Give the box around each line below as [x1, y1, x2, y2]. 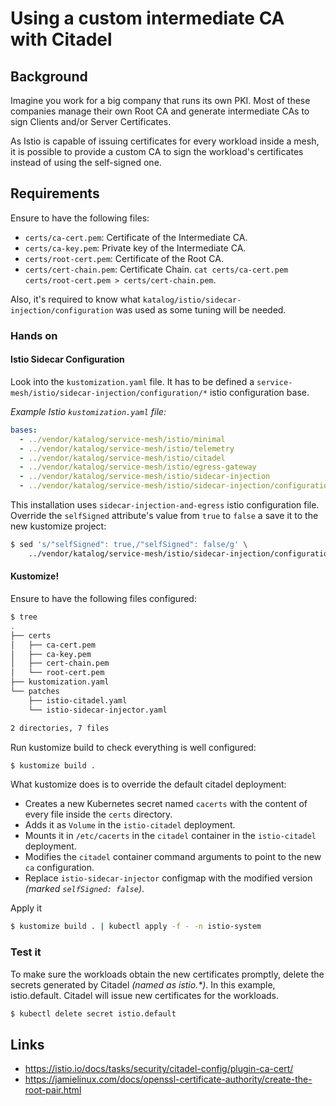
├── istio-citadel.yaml [28, 695, 128, 706]
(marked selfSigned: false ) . [24, 883, 145, 895]
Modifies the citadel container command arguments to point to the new [24, 851, 322, 863]
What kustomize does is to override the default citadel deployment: [10, 778, 287, 791]
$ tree [10, 612, 38, 622]
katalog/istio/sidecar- [142, 295, 242, 305]
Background [10, 68, 88, 85]
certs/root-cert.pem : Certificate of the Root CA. [24, 252, 224, 264]
